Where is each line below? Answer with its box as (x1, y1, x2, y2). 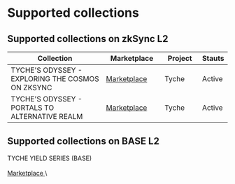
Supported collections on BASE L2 (7, 135, 159, 148)
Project (167, 54, 192, 63)
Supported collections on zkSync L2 (7, 33, 169, 45)
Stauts (201, 54, 225, 63)
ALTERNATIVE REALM (10, 112, 83, 121)
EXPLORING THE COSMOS (10, 74, 99, 83)
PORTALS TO (10, 103, 55, 113)
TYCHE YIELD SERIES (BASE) (7, 154, 92, 162)
